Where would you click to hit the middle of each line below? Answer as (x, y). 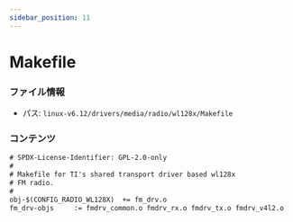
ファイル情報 (37, 92)
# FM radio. (32, 183)
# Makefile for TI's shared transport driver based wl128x (123, 175)
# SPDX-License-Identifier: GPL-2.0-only (88, 158)
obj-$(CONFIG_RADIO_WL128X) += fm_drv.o (88, 200)
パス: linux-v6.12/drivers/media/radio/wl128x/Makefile (128, 113)
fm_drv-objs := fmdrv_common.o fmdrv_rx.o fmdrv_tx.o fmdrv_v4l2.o (146, 208)
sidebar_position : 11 (50, 18)
